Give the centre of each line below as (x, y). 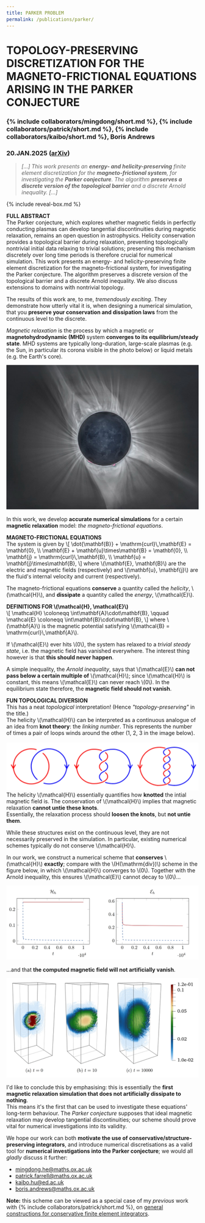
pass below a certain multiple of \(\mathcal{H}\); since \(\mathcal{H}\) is (99, 676)
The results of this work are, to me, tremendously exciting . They (87, 299)
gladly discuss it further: (37, 1158)
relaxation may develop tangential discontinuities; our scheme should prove (101, 1120)
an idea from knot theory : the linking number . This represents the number (99, 726)
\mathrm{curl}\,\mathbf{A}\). (43, 632)
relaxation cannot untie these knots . (52, 808)
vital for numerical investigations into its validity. (67, 1126)
